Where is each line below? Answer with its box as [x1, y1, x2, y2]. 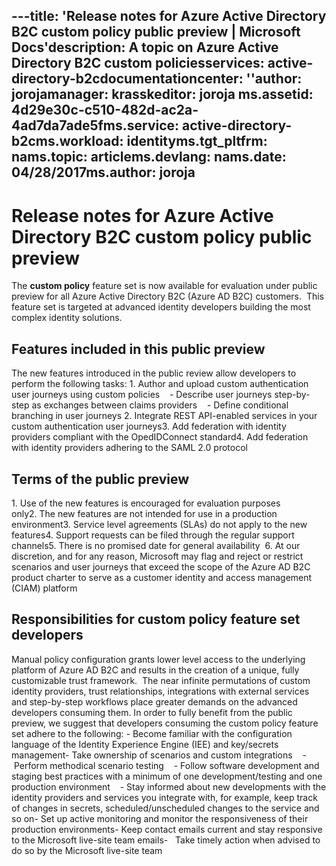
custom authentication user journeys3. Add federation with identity [11, 420, 287, 433]
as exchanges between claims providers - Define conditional [31, 399, 289, 411]
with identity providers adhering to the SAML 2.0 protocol [11, 442, 248, 454]
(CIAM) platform [11, 582, 78, 594]
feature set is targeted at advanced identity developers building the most [11, 301, 311, 313]
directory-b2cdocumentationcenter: [11, 70, 244, 88]
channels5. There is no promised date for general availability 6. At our [11, 539, 301, 551]
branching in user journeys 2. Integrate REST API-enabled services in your [11, 410, 318, 422]
